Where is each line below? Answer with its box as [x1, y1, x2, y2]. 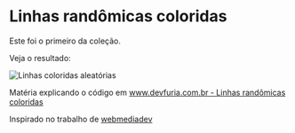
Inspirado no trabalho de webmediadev [9, 113, 153, 124]
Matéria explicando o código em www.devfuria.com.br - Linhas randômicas [9, 87, 286, 98]
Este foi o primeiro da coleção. [9, 35, 122, 46]
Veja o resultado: [9, 52, 71, 63]
